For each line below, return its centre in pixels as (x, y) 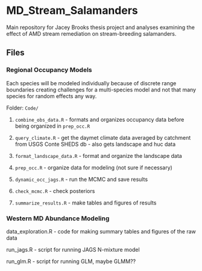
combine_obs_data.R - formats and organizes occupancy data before (99, 119)
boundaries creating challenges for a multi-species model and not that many (101, 90)
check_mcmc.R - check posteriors (55, 191)
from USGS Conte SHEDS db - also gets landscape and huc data (95, 144)
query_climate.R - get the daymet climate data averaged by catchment (103, 137)
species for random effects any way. (52, 96)
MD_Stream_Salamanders (72, 11)
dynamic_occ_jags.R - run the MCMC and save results (81, 179)
